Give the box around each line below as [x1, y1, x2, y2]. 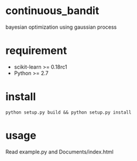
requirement [5, 44, 67, 57]
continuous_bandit [5, 4, 100, 18]
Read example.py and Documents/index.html [5, 148, 114, 155]
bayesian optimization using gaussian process [5, 23, 117, 30]
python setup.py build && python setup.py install [5, 109, 132, 115]
